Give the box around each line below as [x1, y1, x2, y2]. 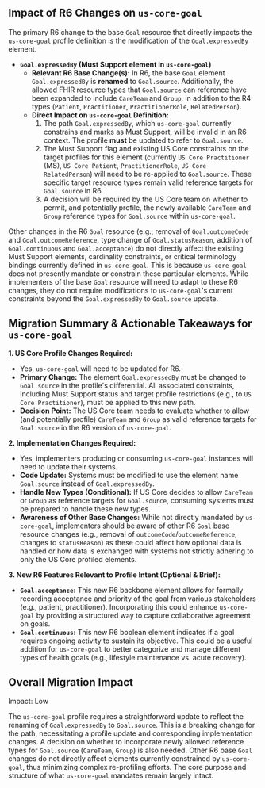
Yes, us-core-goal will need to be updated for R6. [19, 364, 181, 373]
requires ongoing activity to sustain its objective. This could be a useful [19, 636, 253, 645]
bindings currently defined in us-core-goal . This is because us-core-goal [8, 260, 248, 270]
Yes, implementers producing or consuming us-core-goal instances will [19, 453, 254, 463]
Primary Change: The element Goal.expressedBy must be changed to [19, 372, 247, 381]
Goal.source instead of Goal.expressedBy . [19, 479, 155, 488]
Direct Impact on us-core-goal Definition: [31, 110, 169, 120]
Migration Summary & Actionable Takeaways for [8, 317, 252, 331]
